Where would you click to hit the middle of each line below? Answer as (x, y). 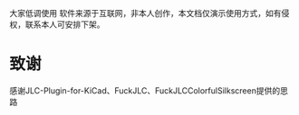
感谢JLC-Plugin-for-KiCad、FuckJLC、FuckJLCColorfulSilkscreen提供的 (145, 90)
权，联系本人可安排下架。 (57, 24)
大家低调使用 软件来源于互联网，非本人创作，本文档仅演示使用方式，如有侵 (149, 13)
